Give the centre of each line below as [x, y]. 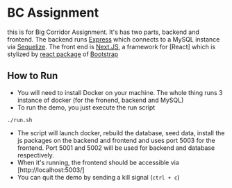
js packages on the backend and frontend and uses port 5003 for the [116, 140]
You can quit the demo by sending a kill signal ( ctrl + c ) [98, 177]
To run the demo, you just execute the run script [86, 107]
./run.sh [20, 120]
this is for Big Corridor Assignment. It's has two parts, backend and [103, 32]
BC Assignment [53, 13]
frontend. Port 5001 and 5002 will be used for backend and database [116, 148]
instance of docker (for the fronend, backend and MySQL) [100, 100]
